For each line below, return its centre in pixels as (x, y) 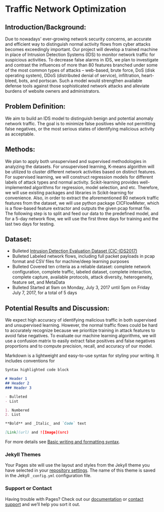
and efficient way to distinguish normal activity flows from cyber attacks (78, 44)
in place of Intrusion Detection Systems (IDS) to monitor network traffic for (80, 54)
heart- (148, 75)
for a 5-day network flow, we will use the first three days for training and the (82, 218)
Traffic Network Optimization (66, 9)
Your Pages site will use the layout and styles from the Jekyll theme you (78, 465)
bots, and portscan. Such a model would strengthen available (81, 81)
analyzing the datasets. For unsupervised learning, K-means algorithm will (80, 166)
